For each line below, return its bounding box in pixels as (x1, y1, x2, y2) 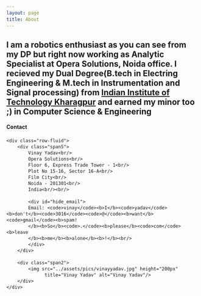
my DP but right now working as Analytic (6, 49, 164, 59)
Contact (6, 123, 27, 131)
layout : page (6, 10, 40, 16)
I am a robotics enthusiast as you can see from (6, 40, 187, 50)
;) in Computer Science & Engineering (6, 106, 152, 117)
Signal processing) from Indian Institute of (6, 87, 170, 98)
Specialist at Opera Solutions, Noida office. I (6, 59, 177, 69)
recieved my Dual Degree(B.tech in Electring (6, 68, 178, 79)
